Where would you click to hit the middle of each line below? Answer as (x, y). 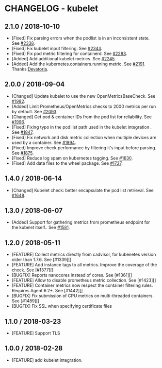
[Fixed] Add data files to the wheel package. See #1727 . (67, 163)
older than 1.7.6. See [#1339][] (41, 260)
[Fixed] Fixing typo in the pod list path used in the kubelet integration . (82, 127)
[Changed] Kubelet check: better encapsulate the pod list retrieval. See (82, 190)
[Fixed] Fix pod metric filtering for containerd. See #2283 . (69, 53)
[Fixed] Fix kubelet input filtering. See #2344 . (57, 48)
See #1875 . (23, 153)
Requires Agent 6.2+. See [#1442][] (47, 291)
